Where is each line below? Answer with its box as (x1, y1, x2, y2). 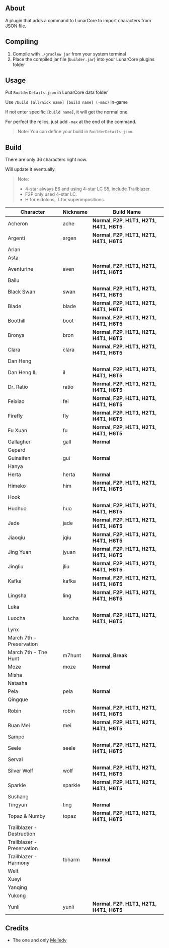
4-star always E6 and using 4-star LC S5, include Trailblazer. (25, 186, 151, 192)
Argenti (8, 234, 25, 242)
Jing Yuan (8, 549, 32, 556)
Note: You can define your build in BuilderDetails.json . (17, 129, 134, 135)
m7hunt (62, 652, 81, 659)
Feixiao (8, 398, 25, 405)
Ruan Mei (8, 722, 30, 729)
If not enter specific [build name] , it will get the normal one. (5, 109, 129, 115)
